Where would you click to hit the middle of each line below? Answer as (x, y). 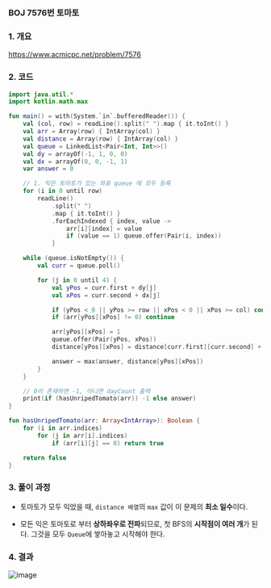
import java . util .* (41, 94)
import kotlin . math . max (48, 102)
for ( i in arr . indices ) (63, 428)
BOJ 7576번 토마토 (44, 12)
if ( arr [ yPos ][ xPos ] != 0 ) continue (113, 317)
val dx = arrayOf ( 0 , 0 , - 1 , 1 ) (75, 162)
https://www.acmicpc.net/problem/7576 (75, 55)
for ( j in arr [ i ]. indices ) (83, 435)
